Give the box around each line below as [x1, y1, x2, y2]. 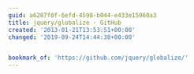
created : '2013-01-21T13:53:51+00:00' [8, 26, 136, 33]
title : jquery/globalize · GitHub [8, 19, 122, 26]
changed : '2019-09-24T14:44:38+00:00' [8, 33, 136, 41]
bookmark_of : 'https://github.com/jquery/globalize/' [8, 54, 189, 62]
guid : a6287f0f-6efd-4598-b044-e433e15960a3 [8, 11, 157, 19]
